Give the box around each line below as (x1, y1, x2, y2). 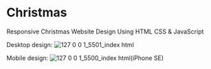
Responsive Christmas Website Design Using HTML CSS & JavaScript (6, 27, 204, 36)
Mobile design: (6, 53, 49, 62)
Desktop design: (6, 40, 53, 49)
